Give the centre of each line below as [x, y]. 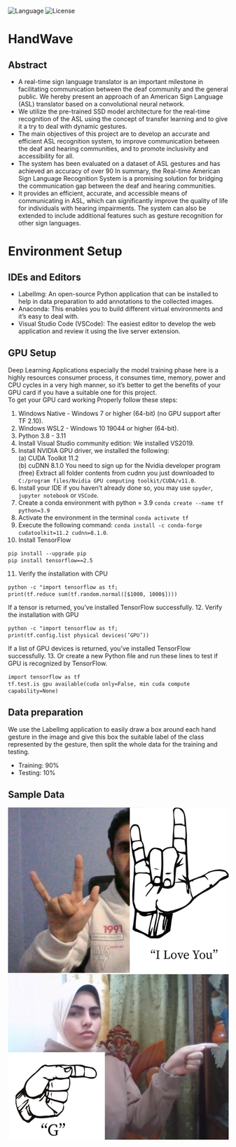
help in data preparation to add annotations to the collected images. [116, 301]
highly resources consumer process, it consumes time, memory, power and [117, 377]
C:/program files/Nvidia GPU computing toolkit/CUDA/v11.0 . [107, 480]
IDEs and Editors [44, 277]
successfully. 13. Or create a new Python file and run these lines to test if [113, 655]
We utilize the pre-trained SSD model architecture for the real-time [114, 111]
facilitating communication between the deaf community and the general [123, 89]
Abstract [28, 65]
